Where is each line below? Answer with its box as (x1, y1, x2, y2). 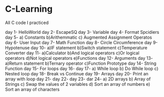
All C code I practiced (5, 20, 49, 25)
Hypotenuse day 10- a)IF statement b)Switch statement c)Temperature (5, 45, 148, 50)
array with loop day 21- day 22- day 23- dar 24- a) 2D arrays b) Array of (5, 76, 151, 82)
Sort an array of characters (5, 86, 60, 92)
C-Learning (5, 3, 53, 15)
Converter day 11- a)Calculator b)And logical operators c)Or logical (5, 50, 140, 56)
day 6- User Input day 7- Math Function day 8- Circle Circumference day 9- (5, 39, 158, 45)
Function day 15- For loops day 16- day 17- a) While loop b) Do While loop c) (5, 65, 159, 72)
